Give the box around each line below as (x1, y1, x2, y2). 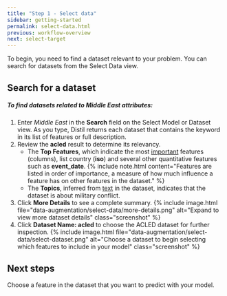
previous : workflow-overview (7, 29, 91, 36)
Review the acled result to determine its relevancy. (17, 140, 161, 149)
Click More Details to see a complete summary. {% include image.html (17, 199, 218, 207)
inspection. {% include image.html (17, 228, 115, 236)
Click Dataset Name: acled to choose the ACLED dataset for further (17, 221, 210, 229)
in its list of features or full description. (17, 133, 127, 141)
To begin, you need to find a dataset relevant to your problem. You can (7, 54, 208, 63)
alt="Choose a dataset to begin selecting (89, 235, 206, 244)
